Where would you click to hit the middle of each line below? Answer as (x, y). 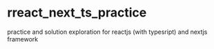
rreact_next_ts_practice (77, 13)
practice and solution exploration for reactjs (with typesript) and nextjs (107, 32)
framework (23, 39)
